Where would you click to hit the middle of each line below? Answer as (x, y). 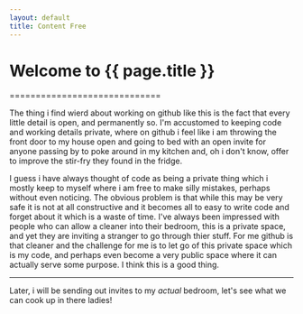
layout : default (40, 18)
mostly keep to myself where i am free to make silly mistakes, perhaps (140, 188)
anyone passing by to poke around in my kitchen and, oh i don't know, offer (149, 152)
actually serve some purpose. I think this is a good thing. (114, 265)
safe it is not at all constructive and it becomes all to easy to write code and (150, 208)
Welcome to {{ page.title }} (112, 71)
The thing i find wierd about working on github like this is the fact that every (150, 113)
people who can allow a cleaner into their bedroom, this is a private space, (147, 226)
